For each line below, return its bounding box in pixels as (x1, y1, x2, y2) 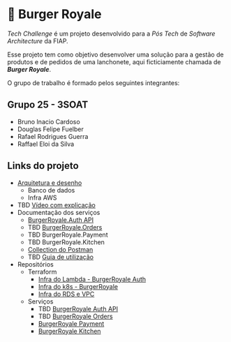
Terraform (27, 267, 57, 276)
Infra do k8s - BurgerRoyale (38, 282, 119, 290)
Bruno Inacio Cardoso (17, 117, 80, 126)
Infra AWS (27, 193, 57, 202)
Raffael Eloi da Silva (17, 140, 75, 148)
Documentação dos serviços (17, 208, 100, 216)
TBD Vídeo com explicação (17, 200, 96, 209)
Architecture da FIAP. (7, 36, 68, 45)
